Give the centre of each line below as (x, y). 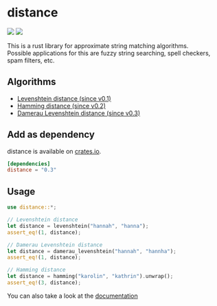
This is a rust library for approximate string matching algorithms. (98, 45)
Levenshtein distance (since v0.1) (64, 98)
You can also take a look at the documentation (73, 296)
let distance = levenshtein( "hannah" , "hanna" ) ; (78, 226)
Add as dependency (51, 135)
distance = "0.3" (32, 170)
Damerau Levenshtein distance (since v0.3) (79, 113)
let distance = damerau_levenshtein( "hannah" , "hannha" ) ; (92, 251)
